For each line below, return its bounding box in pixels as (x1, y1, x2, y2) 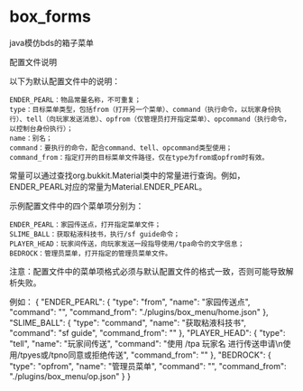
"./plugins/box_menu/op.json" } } (9, 370, 131, 381)
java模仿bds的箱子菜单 (9, 37, 95, 48)
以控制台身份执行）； (9, 124, 74, 133)
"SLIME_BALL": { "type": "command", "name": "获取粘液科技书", (9, 317, 246, 328)
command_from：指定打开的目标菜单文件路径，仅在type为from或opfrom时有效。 (9, 153, 269, 162)
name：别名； (9, 134, 53, 143)
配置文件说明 (9, 56, 57, 67)
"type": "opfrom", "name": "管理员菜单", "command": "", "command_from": (9, 360, 287, 371)
